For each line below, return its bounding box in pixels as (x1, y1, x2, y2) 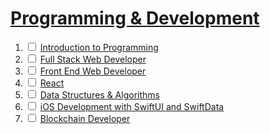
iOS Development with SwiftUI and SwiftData (39, 100, 225, 112)
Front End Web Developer (39, 65, 147, 77)
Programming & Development (10, 7, 260, 30)
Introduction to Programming (39, 41, 159, 53)
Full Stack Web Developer (39, 53, 147, 65)
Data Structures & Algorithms (39, 88, 160, 101)
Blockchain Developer (39, 112, 131, 124)
